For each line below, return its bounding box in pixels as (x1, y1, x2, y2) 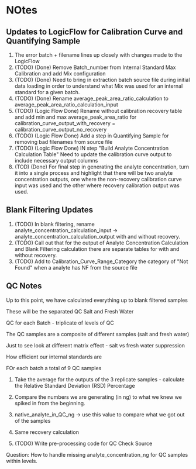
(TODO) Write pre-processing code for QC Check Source (14, 440, 153, 447)
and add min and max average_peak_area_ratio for (14, 113, 137, 120)
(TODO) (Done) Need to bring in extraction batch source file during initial (14, 77, 190, 83)
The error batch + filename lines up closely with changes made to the (14, 51, 183, 58)
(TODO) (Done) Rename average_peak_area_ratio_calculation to (14, 95, 169, 102)
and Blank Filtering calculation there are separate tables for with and (14, 245, 180, 252)
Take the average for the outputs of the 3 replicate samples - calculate (14, 375, 185, 383)
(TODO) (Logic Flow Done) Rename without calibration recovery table (14, 108, 183, 114)
